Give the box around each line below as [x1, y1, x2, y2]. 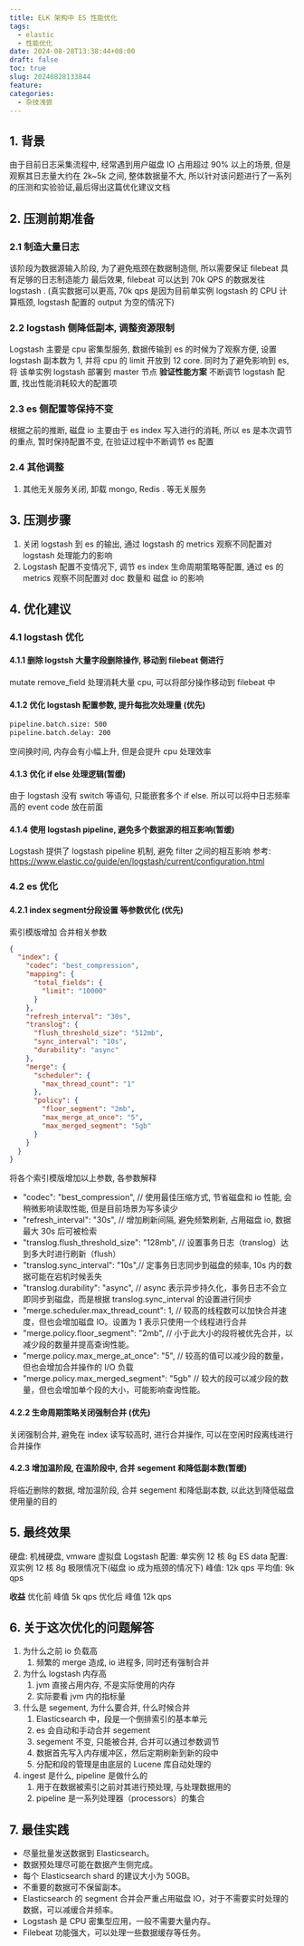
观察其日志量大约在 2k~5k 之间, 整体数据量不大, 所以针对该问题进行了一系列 [9, 170, 292, 181]
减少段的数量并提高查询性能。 [22, 1339, 134, 1351]
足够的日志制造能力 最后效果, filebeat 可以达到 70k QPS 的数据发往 [16, 274, 265, 285]
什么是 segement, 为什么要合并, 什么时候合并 [22, 1702, 191, 1713]
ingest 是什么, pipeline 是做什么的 [22, 1770, 147, 1781]
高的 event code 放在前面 [9, 801, 104, 812]
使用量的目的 [9, 1496, 57, 1506]
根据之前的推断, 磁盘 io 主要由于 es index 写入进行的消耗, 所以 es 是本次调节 [9, 425, 293, 436]
